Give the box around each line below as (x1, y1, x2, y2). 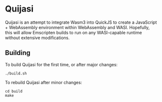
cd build (5, 88, 23, 94)
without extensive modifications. (5, 35, 70, 41)
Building (5, 49, 30, 57)
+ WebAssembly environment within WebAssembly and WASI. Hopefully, (5, 24, 150, 30)
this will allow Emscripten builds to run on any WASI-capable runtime (5, 29, 142, 35)
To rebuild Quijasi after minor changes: (5, 79, 82, 85)
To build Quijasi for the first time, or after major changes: (5, 61, 118, 67)
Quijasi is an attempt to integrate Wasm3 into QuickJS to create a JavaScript (5, 19, 157, 25)
